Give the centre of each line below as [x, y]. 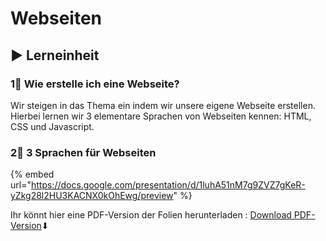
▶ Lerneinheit [55, 55]
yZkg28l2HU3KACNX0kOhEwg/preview [92, 196]
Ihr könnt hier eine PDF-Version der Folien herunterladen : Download [151, 215]
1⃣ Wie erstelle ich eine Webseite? [95, 84]
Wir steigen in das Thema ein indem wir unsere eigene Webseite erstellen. [163, 105]
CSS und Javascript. [52, 126]
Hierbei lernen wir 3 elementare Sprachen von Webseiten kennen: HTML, [161, 116]
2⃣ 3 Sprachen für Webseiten [83, 152]
